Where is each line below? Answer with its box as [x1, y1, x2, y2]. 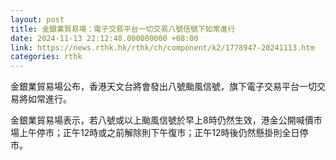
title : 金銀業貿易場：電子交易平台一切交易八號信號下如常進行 [10, 24, 236, 34]
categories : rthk [10, 52, 83, 62]
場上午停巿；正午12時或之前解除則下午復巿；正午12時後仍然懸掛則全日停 [10, 127, 309, 139]
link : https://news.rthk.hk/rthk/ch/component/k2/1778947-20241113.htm [10, 42, 315, 53]
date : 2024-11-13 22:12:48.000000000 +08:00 [10, 33, 199, 43]
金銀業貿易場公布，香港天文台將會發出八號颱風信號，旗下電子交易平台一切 [10, 81, 317, 93]
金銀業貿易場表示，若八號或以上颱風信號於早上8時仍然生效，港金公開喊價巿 [10, 114, 323, 126]
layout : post [10, 14, 65, 25]
